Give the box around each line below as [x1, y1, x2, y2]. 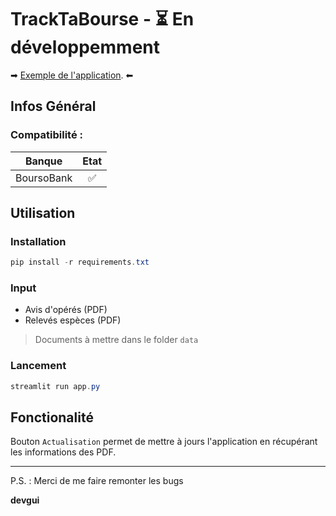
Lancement [10, 359, 67, 373]
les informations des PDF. [10, 446, 117, 458]
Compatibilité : [10, 128, 83, 142]
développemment [10, 36, 160, 59]
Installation [10, 234, 67, 248]
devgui [10, 494, 40, 506]
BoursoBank [15, 171, 73, 185]
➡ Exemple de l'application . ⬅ [10, 69, 134, 81]
